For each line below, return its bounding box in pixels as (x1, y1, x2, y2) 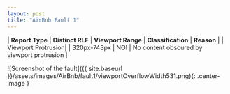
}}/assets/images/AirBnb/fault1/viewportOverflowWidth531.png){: (7, 71, 196, 80)
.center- (196, 71, 220, 80)
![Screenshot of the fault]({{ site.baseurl (7, 64, 122, 72)
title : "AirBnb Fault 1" (7, 17, 80, 24)
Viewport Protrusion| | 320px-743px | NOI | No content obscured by (7, 43, 203, 52)
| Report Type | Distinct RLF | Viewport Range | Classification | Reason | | (7, 36, 224, 44)
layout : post (7, 10, 45, 17)
